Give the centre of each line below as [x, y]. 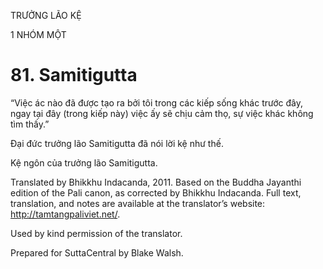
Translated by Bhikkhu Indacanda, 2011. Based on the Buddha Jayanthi [156, 182]
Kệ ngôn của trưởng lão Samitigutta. [84, 162]
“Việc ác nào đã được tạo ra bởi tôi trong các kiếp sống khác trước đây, [157, 102]
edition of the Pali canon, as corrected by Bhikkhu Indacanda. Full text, [156, 192]
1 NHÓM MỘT [38, 34]
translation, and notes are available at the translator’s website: [138, 203]
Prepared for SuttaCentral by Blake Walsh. [97, 252]
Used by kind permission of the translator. [96, 233]
